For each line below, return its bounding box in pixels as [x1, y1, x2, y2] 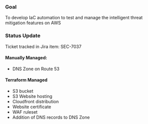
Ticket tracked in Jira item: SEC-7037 [5, 43, 82, 49]
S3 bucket [12, 88, 34, 94]
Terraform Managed [5, 77, 48, 83]
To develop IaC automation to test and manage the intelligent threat [5, 15, 143, 21]
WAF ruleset [12, 109, 38, 115]
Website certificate [12, 104, 51, 110]
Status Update [5, 32, 41, 39]
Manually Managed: [5, 55, 47, 61]
